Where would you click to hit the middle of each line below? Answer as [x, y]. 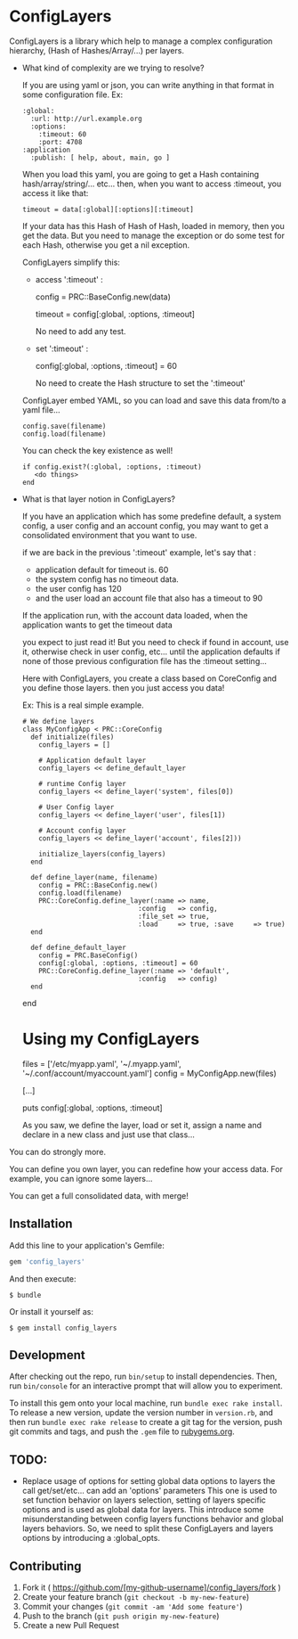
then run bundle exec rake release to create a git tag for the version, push [146, 1422]
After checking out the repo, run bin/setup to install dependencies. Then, [143, 1377]
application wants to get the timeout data [97, 625]
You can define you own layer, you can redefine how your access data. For [146, 1168]
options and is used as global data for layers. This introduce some [143, 1510]
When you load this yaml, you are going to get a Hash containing [141, 174]
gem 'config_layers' [48, 1262]
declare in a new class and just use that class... [109, 1135]
